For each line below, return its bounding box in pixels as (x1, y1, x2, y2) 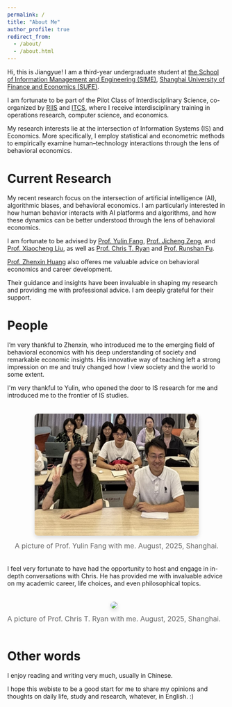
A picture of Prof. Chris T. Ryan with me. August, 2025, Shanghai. (7, 614, 221, 624)
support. (7, 293, 32, 302)
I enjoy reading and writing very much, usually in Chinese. (7, 672, 173, 680)
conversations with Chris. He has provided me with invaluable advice (25, 572, 223, 580)
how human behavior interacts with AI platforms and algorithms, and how (7, 209, 217, 217)
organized (7, 104, 36, 111)
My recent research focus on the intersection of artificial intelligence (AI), (7, 193, 217, 202)
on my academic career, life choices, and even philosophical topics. (7, 579, 201, 587)
